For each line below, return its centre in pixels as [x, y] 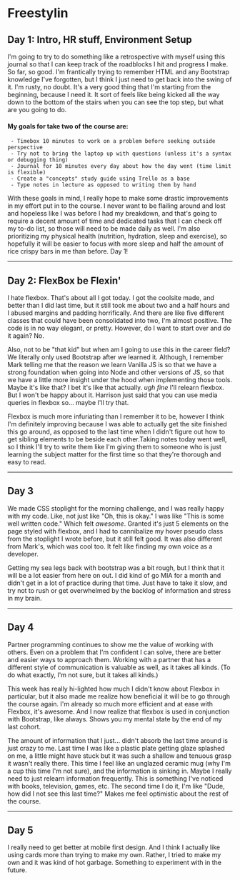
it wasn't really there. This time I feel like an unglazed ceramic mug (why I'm [119, 763]
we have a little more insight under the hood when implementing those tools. [120, 380]
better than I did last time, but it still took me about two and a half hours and [119, 306]
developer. [23, 554]
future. [17, 870]
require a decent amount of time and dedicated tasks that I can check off [115, 221]
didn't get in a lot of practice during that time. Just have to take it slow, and [117, 583]
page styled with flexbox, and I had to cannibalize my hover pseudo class [115, 531]
